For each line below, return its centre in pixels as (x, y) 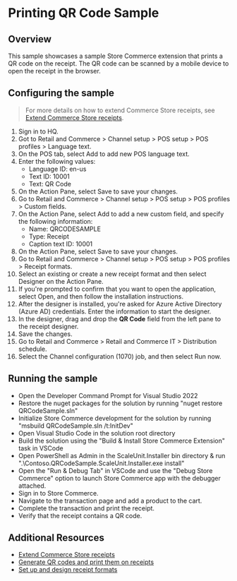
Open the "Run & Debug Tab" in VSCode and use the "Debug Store (115, 470)
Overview (30, 39)
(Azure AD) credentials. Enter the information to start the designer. (115, 311)
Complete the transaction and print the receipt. (86, 508)
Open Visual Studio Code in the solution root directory (97, 433)
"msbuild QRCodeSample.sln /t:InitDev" (75, 426)
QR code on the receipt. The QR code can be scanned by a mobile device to (119, 64)
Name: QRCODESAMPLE (65, 229)
